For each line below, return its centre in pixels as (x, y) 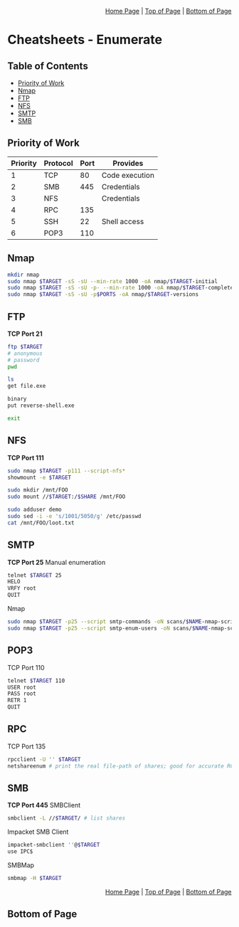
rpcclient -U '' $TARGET (44, 759)
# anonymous (25, 353)
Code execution (128, 175)
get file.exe (27, 386)
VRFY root (22, 588)
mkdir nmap (23, 275)
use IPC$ (20, 852)
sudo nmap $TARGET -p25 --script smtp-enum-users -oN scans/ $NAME (108, 628)
